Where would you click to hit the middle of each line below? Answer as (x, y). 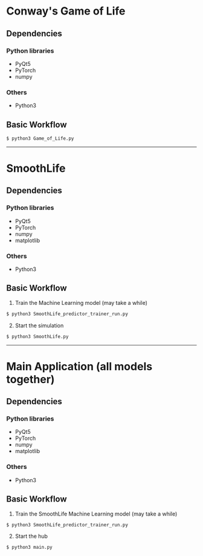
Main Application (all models (79, 366)
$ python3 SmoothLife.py (37, 336)
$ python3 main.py (29, 548)
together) (31, 379)
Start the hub (31, 536)
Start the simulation (39, 325)
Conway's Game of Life (66, 11)
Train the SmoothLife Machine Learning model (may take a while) (96, 514)
